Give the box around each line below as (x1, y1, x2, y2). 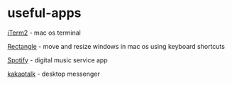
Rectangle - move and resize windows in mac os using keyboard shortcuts (7, 42, 226, 50)
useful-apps (7, 5, 82, 21)
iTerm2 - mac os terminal (7, 28, 82, 37)
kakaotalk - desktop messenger (7, 69, 101, 78)
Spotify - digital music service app (7, 55, 108, 64)
